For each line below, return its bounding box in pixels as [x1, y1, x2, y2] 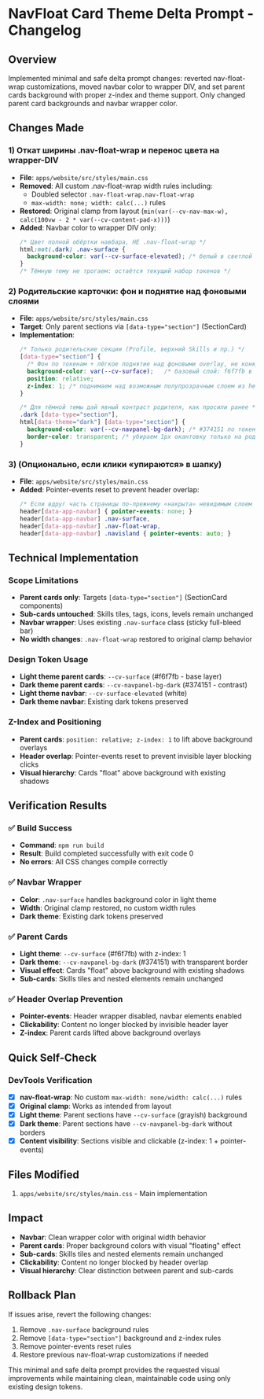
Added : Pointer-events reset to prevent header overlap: [19, 485, 200, 495]
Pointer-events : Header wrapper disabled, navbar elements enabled [19, 1011, 242, 1021]
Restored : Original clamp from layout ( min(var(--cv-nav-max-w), [19, 206, 229, 215]
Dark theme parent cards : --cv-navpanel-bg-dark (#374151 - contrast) [19, 680, 247, 690]
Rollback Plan [8, 1289, 76, 1302]
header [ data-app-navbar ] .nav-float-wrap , [19, 522, 161, 530]
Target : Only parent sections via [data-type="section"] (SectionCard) [19, 322, 247, 331]
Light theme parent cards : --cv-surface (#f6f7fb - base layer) [19, 672, 222, 681]
